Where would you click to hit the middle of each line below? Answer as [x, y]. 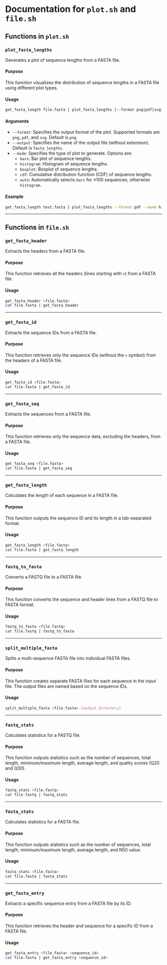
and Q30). [15, 768]
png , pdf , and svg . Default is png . [45, 138]
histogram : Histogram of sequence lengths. [64, 164]
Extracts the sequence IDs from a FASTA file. [51, 332]
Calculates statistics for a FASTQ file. [43, 735]
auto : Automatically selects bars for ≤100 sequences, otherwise [85, 180]
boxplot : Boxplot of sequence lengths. [59, 169]
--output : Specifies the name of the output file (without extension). [81, 143]
